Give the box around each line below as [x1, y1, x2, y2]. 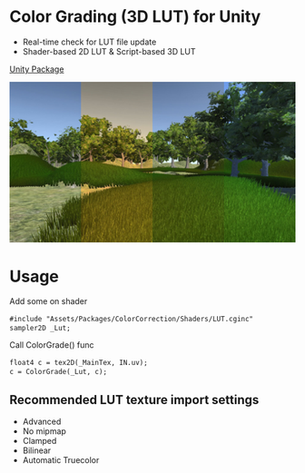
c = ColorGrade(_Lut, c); [9, 368, 107, 377]
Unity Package [9, 64, 64, 74]
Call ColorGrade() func [9, 340, 94, 350]
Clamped [22, 436, 57, 447]
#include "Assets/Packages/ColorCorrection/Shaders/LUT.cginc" [9, 315, 254, 324]
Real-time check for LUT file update [22, 36, 157, 47]
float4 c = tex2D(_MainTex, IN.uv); [9, 359, 148, 368]
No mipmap [22, 426, 66, 437]
